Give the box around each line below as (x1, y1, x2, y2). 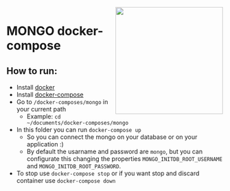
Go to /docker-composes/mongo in (16, 98, 108, 105)
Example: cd (26, 112, 61, 120)
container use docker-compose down (16, 177, 116, 184)
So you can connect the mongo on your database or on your (26, 133, 198, 141)
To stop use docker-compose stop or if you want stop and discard (16, 169, 200, 177)
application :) (26, 140, 65, 148)
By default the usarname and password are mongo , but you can (26, 147, 203, 155)
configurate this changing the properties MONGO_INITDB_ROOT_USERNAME (26, 155, 222, 163)
